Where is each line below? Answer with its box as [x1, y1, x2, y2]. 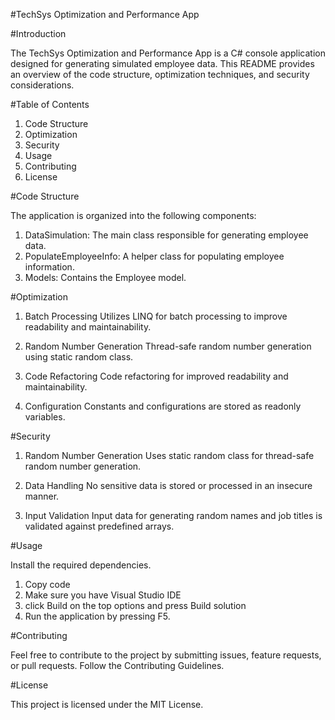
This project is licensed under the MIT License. [10, 699, 204, 710]
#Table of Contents [10, 99, 90, 110]
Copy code [24, 579, 71, 590]
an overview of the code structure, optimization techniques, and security [10, 69, 310, 80]
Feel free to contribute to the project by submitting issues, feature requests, [10, 649, 322, 661]
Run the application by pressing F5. [24, 610, 171, 622]
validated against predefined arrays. [24, 520, 175, 532]
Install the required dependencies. [10, 559, 152, 571]
